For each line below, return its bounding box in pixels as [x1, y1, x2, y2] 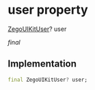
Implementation [8, 58, 77, 70]
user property [8, 2, 88, 18]
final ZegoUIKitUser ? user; [8, 76, 88, 83]
